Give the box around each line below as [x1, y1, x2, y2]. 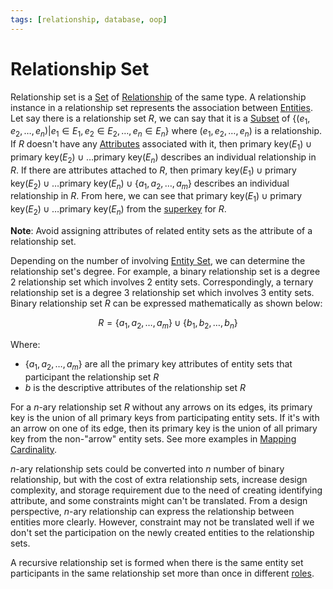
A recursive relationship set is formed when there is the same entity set [10, 556, 304, 568]
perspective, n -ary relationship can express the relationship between [10, 505, 295, 517]
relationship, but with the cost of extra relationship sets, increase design [10, 473, 308, 485]
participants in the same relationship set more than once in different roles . [10, 567, 315, 579]
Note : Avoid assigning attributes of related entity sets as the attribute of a [10, 224, 313, 236]
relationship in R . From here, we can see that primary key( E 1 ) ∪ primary [10, 190, 303, 205]
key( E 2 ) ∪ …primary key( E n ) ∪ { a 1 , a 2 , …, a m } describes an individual [10, 177, 290, 191]
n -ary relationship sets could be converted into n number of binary [10, 462, 285, 475]
